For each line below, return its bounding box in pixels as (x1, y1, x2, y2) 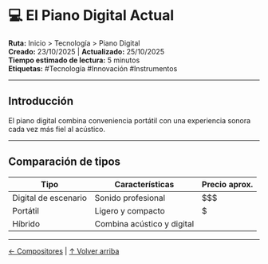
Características (114, 178, 175, 190)
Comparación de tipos (8, 155, 121, 169)
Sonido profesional (94, 192, 166, 203)
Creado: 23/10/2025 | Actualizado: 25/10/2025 (8, 46, 165, 56)
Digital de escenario (12, 192, 88, 203)
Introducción (8, 94, 74, 108)
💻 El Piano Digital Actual (8, 6, 175, 25)
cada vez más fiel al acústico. (8, 124, 106, 134)
